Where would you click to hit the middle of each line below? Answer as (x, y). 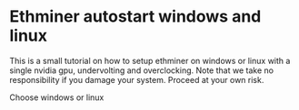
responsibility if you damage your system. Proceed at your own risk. (137, 79)
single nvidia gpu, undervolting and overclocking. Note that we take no (142, 70)
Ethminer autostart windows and (135, 17)
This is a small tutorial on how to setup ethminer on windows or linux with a (150, 60)
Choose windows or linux (57, 97)
